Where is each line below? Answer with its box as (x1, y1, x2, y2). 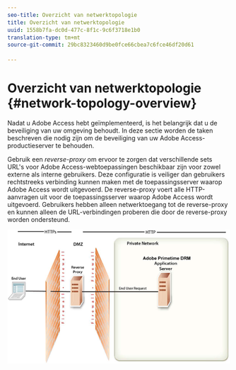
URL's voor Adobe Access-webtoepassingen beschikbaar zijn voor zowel (7, 162, 221, 171)
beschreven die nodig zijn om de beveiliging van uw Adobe (7, 133, 179, 142)
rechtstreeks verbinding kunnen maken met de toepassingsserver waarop (7, 177, 223, 186)
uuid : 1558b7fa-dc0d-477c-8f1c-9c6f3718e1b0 (7, 26, 141, 33)
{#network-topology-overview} (7, 96, 197, 111)
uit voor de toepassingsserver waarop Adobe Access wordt (40, 192, 213, 201)
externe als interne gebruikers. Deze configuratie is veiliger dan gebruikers (7, 170, 225, 179)
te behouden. (55, 141, 95, 150)
